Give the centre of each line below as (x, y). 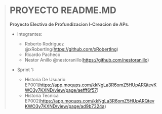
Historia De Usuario (45, 79)
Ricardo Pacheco (43, 54)
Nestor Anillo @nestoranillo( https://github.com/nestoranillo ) (87, 60)
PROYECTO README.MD (63, 10)
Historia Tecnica (42, 95)
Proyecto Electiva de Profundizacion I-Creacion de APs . (69, 24)
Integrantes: (30, 34)
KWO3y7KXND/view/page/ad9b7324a (65, 106)
